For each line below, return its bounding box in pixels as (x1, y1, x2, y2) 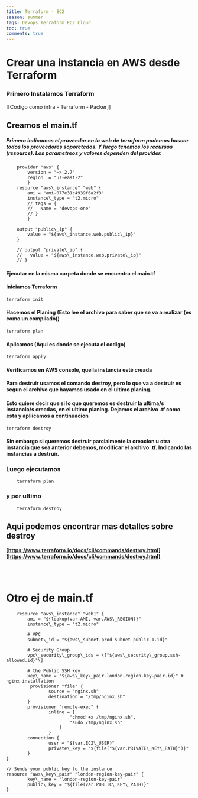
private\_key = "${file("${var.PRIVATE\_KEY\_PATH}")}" (48, 745, 189, 751)
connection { (27, 735, 60, 741)
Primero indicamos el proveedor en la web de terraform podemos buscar (6, 137, 189, 144)
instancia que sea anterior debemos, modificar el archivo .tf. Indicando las (6, 444, 192, 451)
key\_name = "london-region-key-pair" (27, 776, 123, 782)
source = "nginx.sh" (48, 688, 99, 695)
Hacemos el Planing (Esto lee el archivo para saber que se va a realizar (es (6, 309, 192, 316)
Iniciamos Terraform (6, 283, 57, 290)
